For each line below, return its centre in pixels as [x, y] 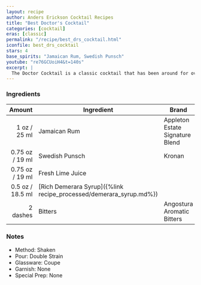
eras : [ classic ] [26, 34]
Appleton [176, 119]
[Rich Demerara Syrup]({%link [81, 187]
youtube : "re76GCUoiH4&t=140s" [45, 62]
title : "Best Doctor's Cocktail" [48, 23]
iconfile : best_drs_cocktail [42, 46]
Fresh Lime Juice [63, 173]
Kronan [174, 155]
